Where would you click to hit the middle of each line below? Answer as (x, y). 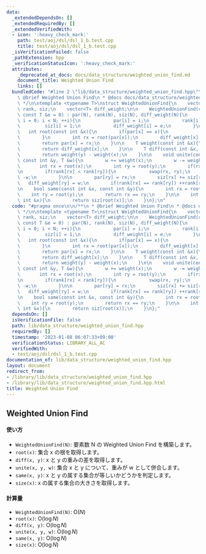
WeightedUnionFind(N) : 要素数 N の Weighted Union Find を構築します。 (105, 444)
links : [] (30, 87)
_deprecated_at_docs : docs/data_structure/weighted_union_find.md (104, 75)
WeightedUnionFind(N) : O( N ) (50, 512)
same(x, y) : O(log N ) (41, 538)
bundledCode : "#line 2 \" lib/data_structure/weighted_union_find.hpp (102, 92)
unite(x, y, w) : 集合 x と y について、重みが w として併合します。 (99, 467)
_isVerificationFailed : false (50, 52)
